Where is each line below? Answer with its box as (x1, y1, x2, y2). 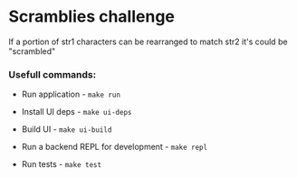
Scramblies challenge (8, 6, 176, 27)
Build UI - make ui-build (21, 124, 112, 135)
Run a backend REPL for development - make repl (21, 142, 208, 153)
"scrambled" (8, 45, 56, 56)
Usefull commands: (8, 68, 97, 80)
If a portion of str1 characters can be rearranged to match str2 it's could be (8, 36, 288, 47)
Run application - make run (21, 88, 121, 100)
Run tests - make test (21, 159, 101, 170)
